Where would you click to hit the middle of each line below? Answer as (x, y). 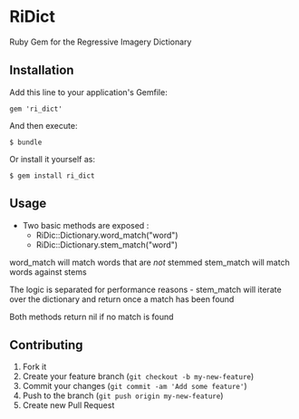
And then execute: (43, 125)
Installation (42, 70)
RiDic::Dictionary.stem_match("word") (107, 244)
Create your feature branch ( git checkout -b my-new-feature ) (138, 376)
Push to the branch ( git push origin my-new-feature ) (123, 395)
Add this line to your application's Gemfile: (88, 92)
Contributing (46, 345)
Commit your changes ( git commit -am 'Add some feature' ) (135, 386)
